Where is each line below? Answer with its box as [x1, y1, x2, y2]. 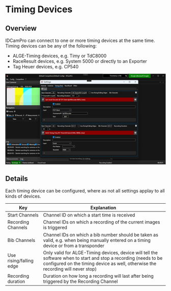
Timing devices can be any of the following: [5, 43, 97, 49]
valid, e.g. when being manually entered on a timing [43, 237, 151, 243]
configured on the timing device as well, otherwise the [43, 260, 157, 266]
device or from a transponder [43, 243, 105, 249]
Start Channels [7, 212, 39, 218]
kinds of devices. [5, 193, 42, 200]
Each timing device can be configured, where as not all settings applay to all [5, 188, 165, 194]
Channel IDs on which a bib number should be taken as [43, 231, 159, 238]
